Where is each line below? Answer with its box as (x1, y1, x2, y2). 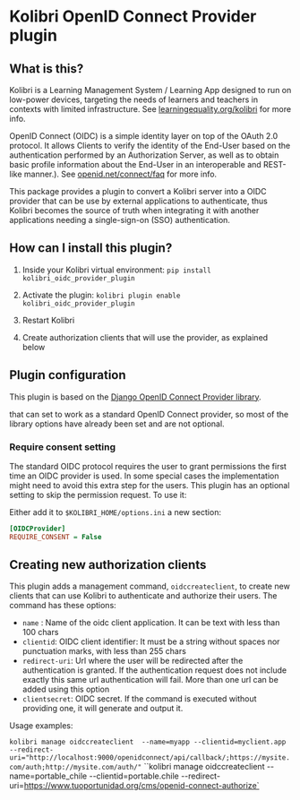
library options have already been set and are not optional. (9, 418, 226, 429)
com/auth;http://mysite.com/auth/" (9, 763, 142, 772)
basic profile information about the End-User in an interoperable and (9, 159, 261, 169)
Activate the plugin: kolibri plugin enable (21, 289, 181, 300)
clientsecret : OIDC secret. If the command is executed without (21, 693, 257, 704)
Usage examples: (9, 720, 73, 731)
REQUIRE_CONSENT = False (9, 532, 102, 541)
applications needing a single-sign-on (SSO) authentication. (9, 215, 231, 225)
